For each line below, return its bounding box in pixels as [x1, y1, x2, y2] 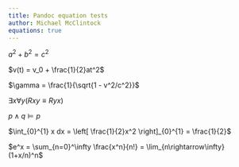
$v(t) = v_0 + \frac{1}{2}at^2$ [8, 65, 105, 75]
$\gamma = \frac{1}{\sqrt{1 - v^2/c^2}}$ [8, 80, 141, 90]
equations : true [8, 26, 62, 34]
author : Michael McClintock [8, 19, 102, 27]
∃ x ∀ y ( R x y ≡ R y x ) [8, 96, 64, 106]
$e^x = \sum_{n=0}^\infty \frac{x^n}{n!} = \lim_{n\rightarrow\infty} [8, 142, 225, 152]
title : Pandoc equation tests [8, 11, 109, 20]
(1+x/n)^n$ [8, 150, 44, 160]
